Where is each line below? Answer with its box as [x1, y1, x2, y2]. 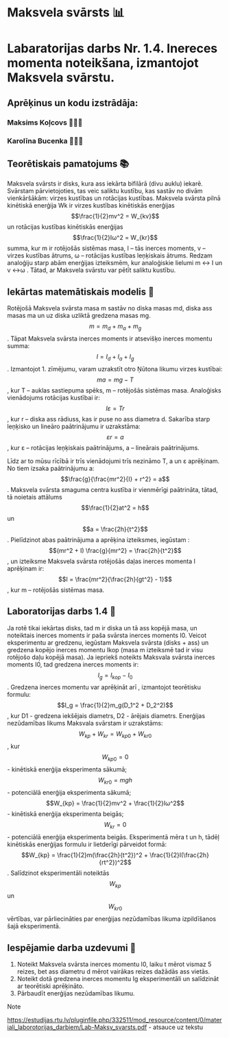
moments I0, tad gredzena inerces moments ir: [7, 660, 139, 668]
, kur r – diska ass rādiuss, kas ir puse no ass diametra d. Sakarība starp [7, 415, 210, 423]
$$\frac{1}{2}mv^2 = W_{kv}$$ [71, 212, 160, 221]
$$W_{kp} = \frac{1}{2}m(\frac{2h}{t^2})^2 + [21, 850, 149, 859]
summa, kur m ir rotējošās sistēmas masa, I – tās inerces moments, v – [7, 244, 206, 253]
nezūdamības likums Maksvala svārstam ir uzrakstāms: [7, 719, 163, 728]
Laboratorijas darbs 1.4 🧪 [7, 606, 117, 617]
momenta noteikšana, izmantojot [7, 55, 199, 71]
